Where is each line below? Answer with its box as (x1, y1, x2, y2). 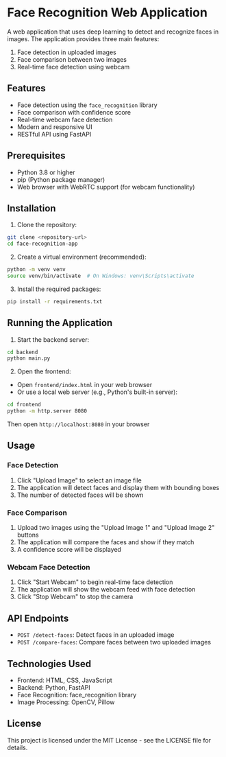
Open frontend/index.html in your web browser (16, 381, 153, 389)
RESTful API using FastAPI (16, 130, 92, 138)
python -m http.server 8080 (7, 408, 88, 415)
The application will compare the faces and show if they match (16, 538, 194, 546)
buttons (16, 531, 39, 539)
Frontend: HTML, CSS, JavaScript (16, 676, 113, 684)
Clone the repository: (16, 221, 77, 229)
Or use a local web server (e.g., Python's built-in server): (16, 388, 178, 396)
